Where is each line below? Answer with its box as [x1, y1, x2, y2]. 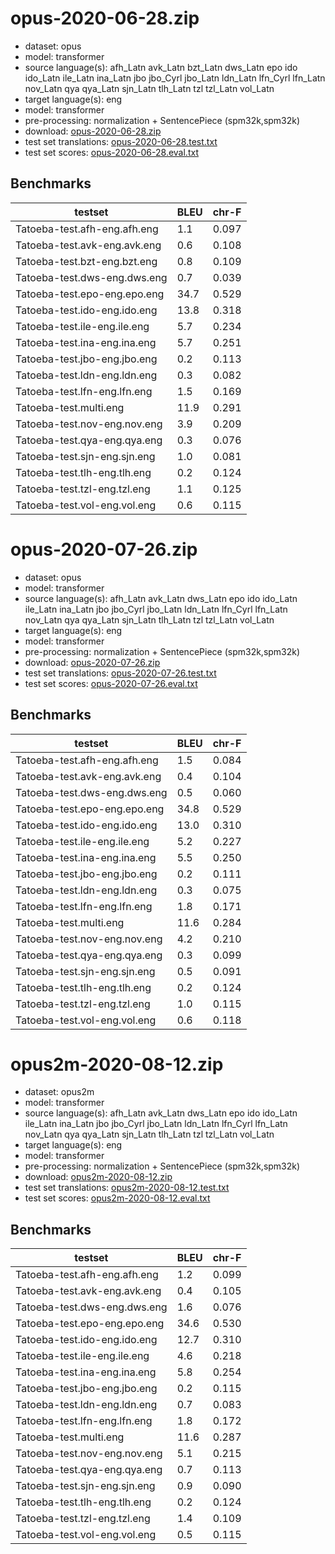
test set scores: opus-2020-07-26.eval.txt [24, 677, 198, 689]
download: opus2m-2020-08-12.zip [24, 1171, 173, 1183]
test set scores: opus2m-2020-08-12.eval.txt [24, 1192, 211, 1204]
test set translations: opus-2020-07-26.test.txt [24, 667, 217, 679]
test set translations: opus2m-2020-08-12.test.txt [24, 1182, 230, 1194]
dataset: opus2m [24, 1086, 95, 1098]
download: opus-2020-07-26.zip [24, 656, 161, 668]
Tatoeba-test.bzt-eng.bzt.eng [15, 254, 158, 268]
